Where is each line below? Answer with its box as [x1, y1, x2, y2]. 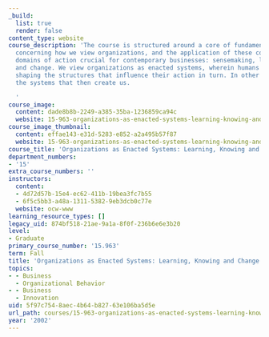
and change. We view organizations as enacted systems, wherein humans [15, 64, 260, 72]
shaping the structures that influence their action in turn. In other [15, 71, 260, 79]
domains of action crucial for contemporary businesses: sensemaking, [15, 57, 256, 65]
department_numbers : [8, 153, 78, 161]
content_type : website [8, 34, 84, 42]
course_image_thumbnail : [8, 123, 91, 131]
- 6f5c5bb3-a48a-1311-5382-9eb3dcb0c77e [15, 197, 152, 205]
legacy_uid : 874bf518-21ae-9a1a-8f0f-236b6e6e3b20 [8, 219, 181, 228]
